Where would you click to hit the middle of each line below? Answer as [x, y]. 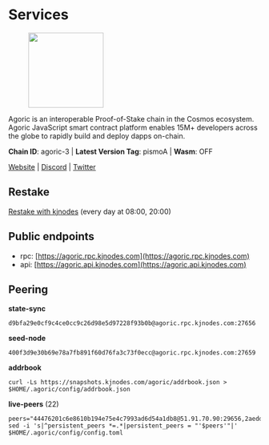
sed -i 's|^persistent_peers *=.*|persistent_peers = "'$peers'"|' [123, 426]
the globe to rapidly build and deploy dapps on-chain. [97, 136]
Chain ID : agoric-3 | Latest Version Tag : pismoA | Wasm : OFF [111, 151]
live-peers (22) [34, 404]
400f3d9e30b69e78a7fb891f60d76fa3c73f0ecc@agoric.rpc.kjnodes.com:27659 [132, 353]
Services [39, 15]
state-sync [27, 309]
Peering [28, 289]
